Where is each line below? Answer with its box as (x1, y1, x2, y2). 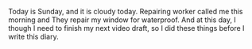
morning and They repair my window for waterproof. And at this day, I (8, 15, 236, 24)
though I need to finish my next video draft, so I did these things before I (8, 24, 245, 32)
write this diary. (8, 32, 59, 41)
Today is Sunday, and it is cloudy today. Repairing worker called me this (8, 7, 243, 16)
